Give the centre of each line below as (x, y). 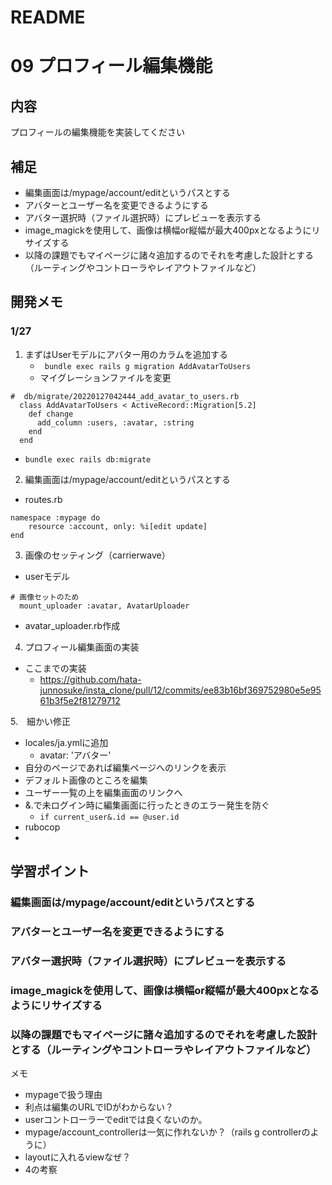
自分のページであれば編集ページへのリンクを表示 (125, 767)
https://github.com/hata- (90, 679)
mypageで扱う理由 (63, 1095)
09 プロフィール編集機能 (111, 66)
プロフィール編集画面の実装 (82, 647)
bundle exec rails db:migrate (88, 459)
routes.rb (43, 499)
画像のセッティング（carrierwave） (97, 555)
